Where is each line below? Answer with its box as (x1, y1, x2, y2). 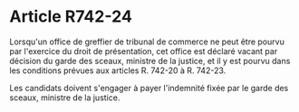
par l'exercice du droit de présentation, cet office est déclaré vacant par (9, 45, 278, 56)
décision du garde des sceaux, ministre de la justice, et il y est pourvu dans (9, 55, 291, 66)
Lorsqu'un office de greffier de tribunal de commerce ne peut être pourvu (9, 36, 285, 47)
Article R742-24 (9, 6, 133, 27)
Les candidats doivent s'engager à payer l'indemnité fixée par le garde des (9, 82, 289, 93)
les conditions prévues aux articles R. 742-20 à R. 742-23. (9, 65, 227, 76)
